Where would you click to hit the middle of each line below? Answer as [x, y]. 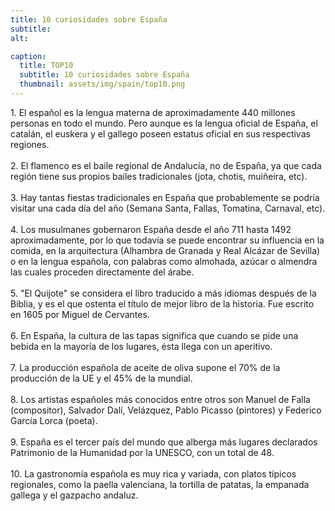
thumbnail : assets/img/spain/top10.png [102, 84]
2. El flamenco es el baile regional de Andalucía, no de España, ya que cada [166, 165]
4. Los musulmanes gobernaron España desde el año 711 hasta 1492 [151, 229]
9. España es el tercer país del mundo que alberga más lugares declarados [164, 442]
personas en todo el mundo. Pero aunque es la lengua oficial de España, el [164, 123]
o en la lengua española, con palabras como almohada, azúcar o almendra [164, 261]
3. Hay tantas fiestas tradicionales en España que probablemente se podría [165, 197]
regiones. [30, 144]
